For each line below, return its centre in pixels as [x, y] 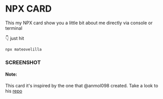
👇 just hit [15, 38]
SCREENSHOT [23, 62]
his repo [14, 91]
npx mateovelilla [24, 49]
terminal [14, 28]
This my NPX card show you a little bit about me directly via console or [79, 23]
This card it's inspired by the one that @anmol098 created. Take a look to [82, 85]
